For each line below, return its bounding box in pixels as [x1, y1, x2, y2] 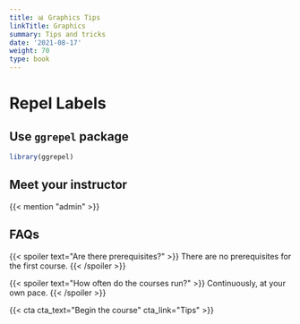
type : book [9, 55, 50, 64]
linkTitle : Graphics [9, 21, 87, 30]
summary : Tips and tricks [9, 30, 106, 38]
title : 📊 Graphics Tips [9, 13, 101, 22]
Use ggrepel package [9, 129, 129, 144]
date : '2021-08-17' [9, 38, 82, 47]
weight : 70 [9, 47, 50, 55]
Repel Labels [9, 93, 107, 114]
